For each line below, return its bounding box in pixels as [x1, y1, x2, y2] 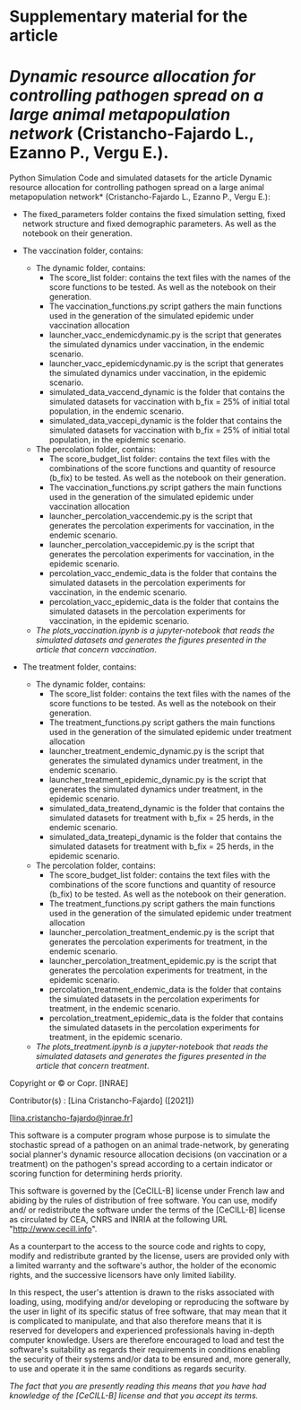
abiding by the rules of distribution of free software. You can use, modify [9, 1195, 278, 1206]
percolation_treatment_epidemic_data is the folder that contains [48, 1012, 284, 1024]
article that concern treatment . [35, 1061, 150, 1072]
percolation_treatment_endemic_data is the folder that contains [48, 985, 282, 995]
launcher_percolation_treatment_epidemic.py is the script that [48, 956, 278, 967]
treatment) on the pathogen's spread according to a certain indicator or [9, 1159, 273, 1169]
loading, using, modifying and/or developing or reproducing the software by [9, 1297, 289, 1308]
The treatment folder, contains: [21, 661, 137, 672]
